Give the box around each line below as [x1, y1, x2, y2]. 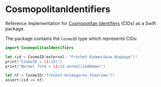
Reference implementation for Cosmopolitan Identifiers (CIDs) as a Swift [5, 20, 156, 26]
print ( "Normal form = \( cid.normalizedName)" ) [5, 64, 106, 69]
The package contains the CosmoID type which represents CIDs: [5, 35, 138, 41]
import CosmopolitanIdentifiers [5, 45, 74, 50]
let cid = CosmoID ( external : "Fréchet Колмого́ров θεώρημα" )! [5, 54, 138, 59]
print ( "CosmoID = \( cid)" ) [5, 59, 62, 64]
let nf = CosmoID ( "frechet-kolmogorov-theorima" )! [5, 73, 115, 78]
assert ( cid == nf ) [5, 77, 44, 83]
